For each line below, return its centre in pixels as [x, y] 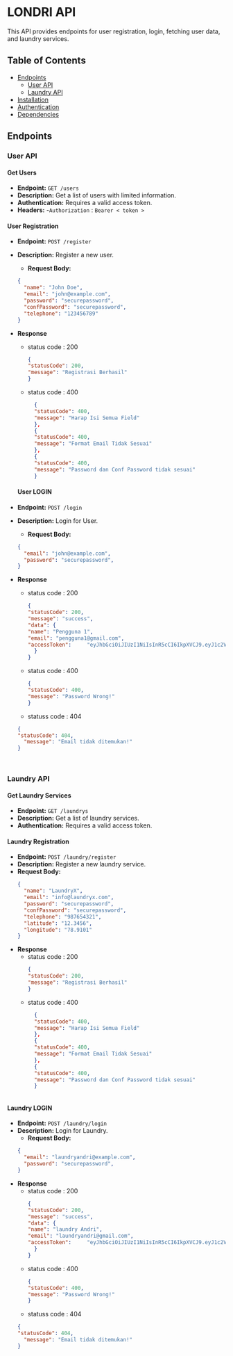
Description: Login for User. [58, 520]
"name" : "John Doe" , [53, 288]
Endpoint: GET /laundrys [53, 811]
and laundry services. [38, 38]
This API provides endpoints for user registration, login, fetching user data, [114, 31]
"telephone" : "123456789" [61, 314]
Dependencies [38, 114]
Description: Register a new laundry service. [81, 864]
